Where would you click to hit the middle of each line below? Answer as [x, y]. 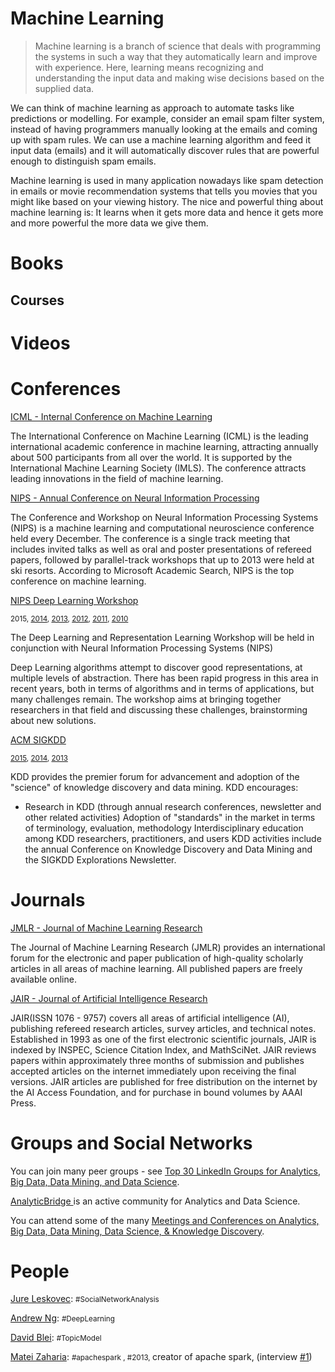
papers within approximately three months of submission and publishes [157, 1060]
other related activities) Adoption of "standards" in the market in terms [170, 817]
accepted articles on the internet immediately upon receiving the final [153, 1071]
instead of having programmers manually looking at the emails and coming [164, 129]
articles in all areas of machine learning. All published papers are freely [156, 968]
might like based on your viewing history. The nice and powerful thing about [167, 201]
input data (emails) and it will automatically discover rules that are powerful [165, 150]
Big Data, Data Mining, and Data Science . [95, 1181]
